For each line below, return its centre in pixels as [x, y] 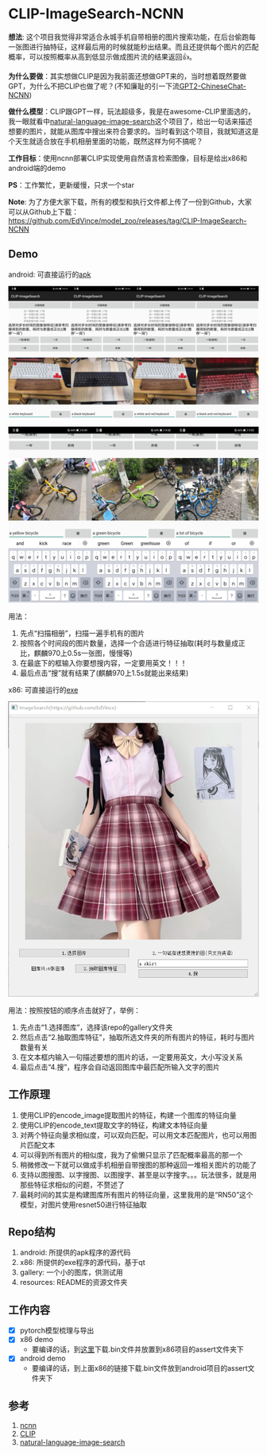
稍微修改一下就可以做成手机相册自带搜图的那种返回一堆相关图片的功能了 [138, 1165]
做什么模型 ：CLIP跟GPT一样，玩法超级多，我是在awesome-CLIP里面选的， [132, 111]
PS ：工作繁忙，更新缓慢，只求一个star [72, 184]
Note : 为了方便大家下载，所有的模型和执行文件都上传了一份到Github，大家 [130, 202]
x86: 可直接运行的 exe [43, 689]
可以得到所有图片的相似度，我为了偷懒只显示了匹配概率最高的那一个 [131, 1154]
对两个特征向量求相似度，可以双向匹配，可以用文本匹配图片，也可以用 [135, 1135]
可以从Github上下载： [44, 211]
